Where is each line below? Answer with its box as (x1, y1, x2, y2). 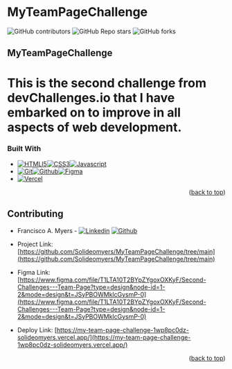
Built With (7, 144, 42, 153)
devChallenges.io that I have (7, 89, 175, 105)
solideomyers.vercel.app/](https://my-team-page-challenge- (17, 333, 191, 341)
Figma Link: (17, 268, 51, 276)
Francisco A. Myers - (17, 226, 78, 234)
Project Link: (17, 240, 53, 248)
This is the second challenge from (7, 75, 206, 91)
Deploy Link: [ (17, 325, 57, 334)
